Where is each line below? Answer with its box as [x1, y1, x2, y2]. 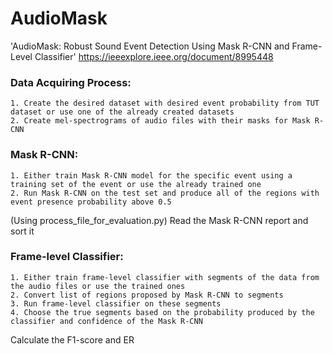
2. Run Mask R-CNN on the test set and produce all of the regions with [10, 188, 320, 198]
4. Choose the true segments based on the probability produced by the [10, 307, 315, 317]
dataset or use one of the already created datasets [10, 107, 235, 117]
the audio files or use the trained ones [10, 281, 186, 291]
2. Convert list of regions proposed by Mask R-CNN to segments [10, 290, 284, 300]
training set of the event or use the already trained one [10, 179, 262, 189]
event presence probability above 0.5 [10, 197, 172, 207]
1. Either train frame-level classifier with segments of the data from [10, 272, 320, 282]
